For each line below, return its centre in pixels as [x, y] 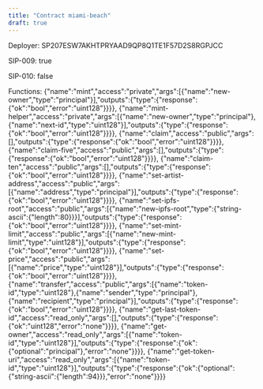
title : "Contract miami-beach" [60, 15]
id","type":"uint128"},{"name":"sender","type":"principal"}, [103, 292]
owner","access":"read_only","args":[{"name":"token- [96, 334]
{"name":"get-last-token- [160, 309]
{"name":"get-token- [181, 351]
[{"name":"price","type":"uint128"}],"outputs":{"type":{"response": [116, 267]
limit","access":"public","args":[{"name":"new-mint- [92, 234]
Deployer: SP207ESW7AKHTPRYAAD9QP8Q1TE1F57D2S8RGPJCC [116, 45]
